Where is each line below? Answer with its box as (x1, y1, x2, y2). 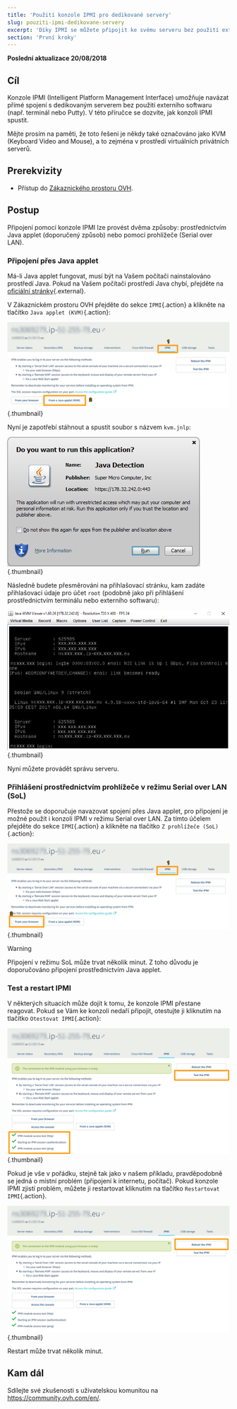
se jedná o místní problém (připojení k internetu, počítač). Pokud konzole (7, 1177, 219, 1186)
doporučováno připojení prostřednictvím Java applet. (7, 965, 162, 974)
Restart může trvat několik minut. (7, 1347, 104, 1355)
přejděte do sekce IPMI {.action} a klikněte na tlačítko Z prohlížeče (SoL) (7, 822, 219, 830)
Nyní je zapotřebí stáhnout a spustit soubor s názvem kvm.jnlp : (7, 423, 192, 431)
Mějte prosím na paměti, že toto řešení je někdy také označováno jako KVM (7, 129, 226, 138)
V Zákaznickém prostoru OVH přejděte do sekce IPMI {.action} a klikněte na (7, 300, 226, 309)
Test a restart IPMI (7, 983, 72, 993)
